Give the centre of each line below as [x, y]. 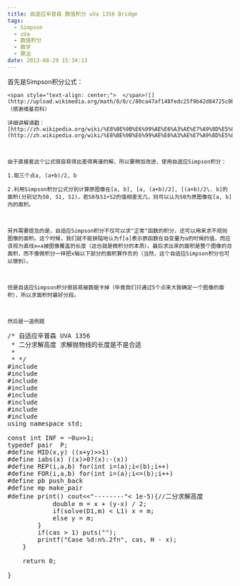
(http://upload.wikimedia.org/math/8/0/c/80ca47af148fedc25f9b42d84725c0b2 [122, 101]
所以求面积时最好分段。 [50, 295]
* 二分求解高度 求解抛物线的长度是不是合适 [76, 344]
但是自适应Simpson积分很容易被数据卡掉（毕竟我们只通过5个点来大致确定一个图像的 [113, 287]
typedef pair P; [37, 445]
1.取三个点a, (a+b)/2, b [42, 176]
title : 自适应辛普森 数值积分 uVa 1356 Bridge [72, 14]
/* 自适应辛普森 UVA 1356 [49, 335]
